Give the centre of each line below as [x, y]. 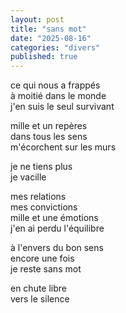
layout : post [37, 19]
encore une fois [42, 258]
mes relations [38, 197]
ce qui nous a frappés [55, 85]
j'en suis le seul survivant [62, 107]
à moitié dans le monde [58, 96]
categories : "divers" [55, 47]
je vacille [28, 177]
